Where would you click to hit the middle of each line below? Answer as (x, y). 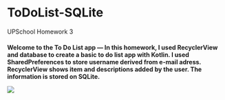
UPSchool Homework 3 (40, 32)
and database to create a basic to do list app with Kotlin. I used (98, 54)
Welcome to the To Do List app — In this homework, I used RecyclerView (112, 47)
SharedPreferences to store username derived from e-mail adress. (104, 62)
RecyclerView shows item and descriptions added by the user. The (105, 69)
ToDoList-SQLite (55, 13)
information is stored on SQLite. (54, 76)
